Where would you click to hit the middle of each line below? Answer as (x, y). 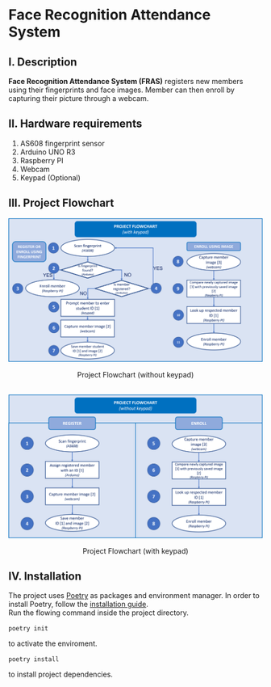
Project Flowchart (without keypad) (135, 374)
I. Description (43, 62)
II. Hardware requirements (75, 124)
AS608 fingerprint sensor (62, 143)
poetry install (34, 660)
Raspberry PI (42, 160)
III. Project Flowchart (61, 203)
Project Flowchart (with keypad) (135, 550)
